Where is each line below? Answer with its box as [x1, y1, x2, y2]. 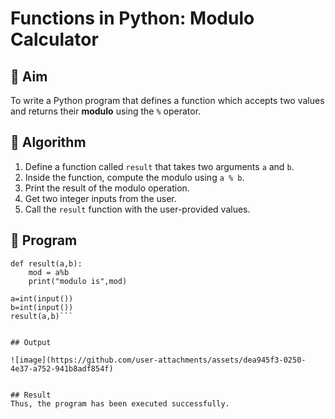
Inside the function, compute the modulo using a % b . [24, 171, 245, 183]
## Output [10, 337, 52, 347]
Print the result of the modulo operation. [24, 182, 190, 194]
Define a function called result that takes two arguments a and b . [24, 160, 295, 172]
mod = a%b [28, 267, 70, 277]
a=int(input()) [10, 293, 74, 304]
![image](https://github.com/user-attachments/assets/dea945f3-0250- [10, 355, 307, 365]
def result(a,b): [10, 258, 83, 269]
